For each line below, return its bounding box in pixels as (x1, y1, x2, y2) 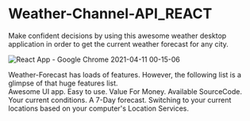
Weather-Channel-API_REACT (8, 5, 213, 23)
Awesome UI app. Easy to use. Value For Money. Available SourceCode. (8, 86, 242, 96)
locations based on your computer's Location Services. (8, 104, 189, 113)
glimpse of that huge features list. (8, 78, 118, 88)
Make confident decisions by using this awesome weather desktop (8, 31, 227, 40)
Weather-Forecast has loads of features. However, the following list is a (8, 70, 242, 79)
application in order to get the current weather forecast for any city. (8, 39, 229, 48)
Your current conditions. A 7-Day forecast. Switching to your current (8, 95, 232, 104)
